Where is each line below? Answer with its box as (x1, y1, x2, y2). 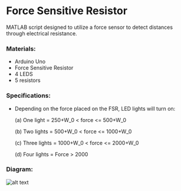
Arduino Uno (14, 58, 46, 65)
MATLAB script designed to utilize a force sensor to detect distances (6, 24, 173, 31)
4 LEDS (14, 71, 34, 78)
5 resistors (14, 77, 41, 84)
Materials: (6, 44, 37, 52)
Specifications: (6, 91, 51, 100)
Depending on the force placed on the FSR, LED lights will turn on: (14, 105, 176, 112)
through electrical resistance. (6, 29, 78, 37)
